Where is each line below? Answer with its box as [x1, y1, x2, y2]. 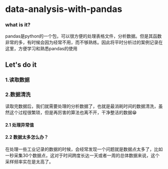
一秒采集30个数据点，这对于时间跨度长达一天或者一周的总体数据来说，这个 [5, 152, 160, 158]
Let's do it [5, 60, 37, 69]
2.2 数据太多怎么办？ [5, 134, 48, 140]
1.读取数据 [5, 76, 30, 83]
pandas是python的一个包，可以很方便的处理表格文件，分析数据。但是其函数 [5, 33, 162, 39]
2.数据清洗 [5, 91, 31, 98]
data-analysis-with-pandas [5, 3, 122, 15]
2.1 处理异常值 [5, 122, 34, 128]
